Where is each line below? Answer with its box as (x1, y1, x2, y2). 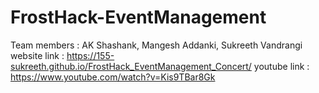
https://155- (66, 49, 115, 61)
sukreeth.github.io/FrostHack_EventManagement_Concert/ (10, 60, 252, 72)
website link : (10, 49, 65, 61)
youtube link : (253, 60, 310, 72)
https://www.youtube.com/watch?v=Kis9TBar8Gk (10, 71, 216, 83)
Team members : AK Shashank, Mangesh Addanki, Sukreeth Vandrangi (10, 39, 303, 51)
